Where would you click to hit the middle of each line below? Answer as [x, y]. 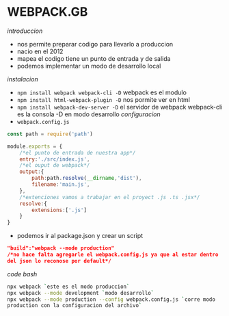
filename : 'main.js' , [61, 185]
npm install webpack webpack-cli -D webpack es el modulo [102, 92]
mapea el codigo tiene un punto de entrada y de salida [94, 58]
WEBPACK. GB [48, 12]
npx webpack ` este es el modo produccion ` [68, 287]
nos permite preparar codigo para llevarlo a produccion [95, 44]
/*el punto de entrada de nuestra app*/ [78, 153]
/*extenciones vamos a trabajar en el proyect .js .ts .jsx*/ [110, 197]
